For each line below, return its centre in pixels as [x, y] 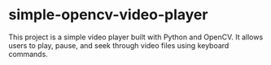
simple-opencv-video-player [108, 15]
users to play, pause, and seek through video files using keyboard [119, 45]
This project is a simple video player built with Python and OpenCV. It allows [136, 37]
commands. [28, 54]
